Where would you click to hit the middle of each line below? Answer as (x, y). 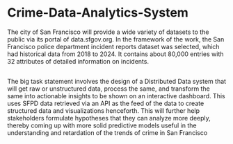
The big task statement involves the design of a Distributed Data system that (117, 82)
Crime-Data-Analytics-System (98, 13)
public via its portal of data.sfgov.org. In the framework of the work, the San (116, 39)
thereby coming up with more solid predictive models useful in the (102, 125)
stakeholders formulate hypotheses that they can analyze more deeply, (109, 118)
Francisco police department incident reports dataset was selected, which (114, 46)
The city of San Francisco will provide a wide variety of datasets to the (108, 32)
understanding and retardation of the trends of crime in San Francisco (107, 133)
